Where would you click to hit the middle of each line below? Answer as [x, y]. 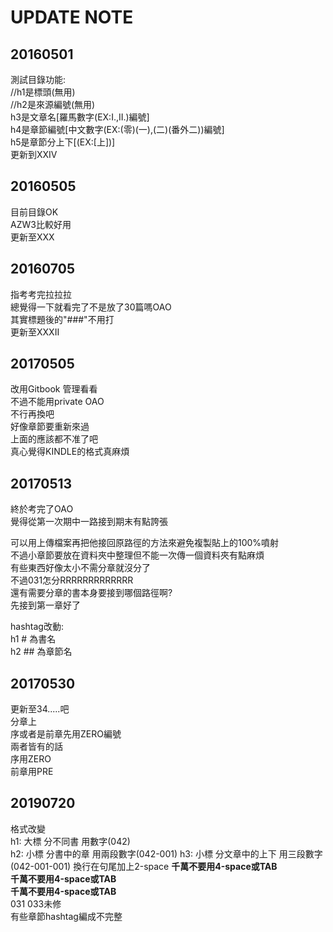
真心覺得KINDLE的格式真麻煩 [70, 452]
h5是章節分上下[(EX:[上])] [63, 142]
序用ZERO [31, 759]
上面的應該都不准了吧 [54, 439]
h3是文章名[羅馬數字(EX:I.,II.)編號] [80, 117]
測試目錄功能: [38, 79]
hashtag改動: [37, 627]
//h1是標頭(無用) [43, 92]
